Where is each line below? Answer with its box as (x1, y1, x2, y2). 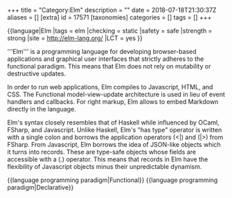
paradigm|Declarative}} (7, 183, 74, 191)
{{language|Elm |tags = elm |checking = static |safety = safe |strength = (7, 27, 213, 35)
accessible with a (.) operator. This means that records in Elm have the (7, 155, 208, 163)
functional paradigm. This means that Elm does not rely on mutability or (7, 62, 211, 70)
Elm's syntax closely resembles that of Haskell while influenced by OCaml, (7, 118, 220, 127)
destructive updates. (7, 69, 66, 78)
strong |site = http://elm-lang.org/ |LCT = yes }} (7, 34, 143, 42)
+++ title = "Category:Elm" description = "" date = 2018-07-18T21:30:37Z (7, 6, 217, 14)
